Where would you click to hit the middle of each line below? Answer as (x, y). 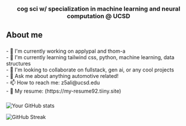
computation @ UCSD (99, 16)
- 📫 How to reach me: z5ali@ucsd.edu (53, 83)
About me (24, 35)
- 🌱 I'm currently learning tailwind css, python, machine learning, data (90, 57)
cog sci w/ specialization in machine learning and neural (99, 9)
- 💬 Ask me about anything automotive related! (62, 76)
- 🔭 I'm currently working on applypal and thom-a (66, 51)
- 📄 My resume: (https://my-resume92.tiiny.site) (64, 91)
